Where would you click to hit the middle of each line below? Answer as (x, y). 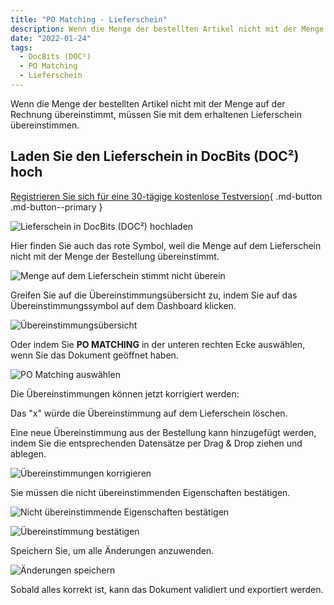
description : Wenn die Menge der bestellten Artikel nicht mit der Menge (167, 29)
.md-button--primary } (56, 207)
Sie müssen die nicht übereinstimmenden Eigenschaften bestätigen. (150, 492)
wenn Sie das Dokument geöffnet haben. (94, 355)
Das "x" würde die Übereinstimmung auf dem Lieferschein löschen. (149, 413)
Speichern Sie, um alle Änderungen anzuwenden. (112, 550)
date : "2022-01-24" (51, 38)
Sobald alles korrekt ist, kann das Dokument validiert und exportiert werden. (167, 589)
